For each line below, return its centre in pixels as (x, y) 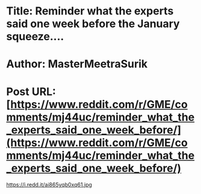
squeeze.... (35, 37)
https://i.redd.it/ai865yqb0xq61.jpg (49, 185)
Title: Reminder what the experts (90, 11)
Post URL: (31, 92)
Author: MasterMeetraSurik (77, 64)
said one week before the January (93, 24)
